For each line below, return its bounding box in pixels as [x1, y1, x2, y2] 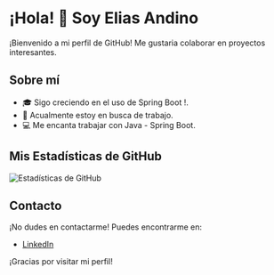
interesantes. [9, 46, 58, 57]
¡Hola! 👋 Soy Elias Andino [9, 8, 198, 28]
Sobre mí [9, 73, 60, 88]
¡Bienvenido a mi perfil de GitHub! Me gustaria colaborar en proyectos [9, 37, 266, 48]
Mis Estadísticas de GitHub [9, 149, 162, 164]
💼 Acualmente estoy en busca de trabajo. [21, 109, 173, 120]
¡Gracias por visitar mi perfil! [9, 256, 113, 267]
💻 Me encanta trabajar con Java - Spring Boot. [21, 119, 196, 130]
